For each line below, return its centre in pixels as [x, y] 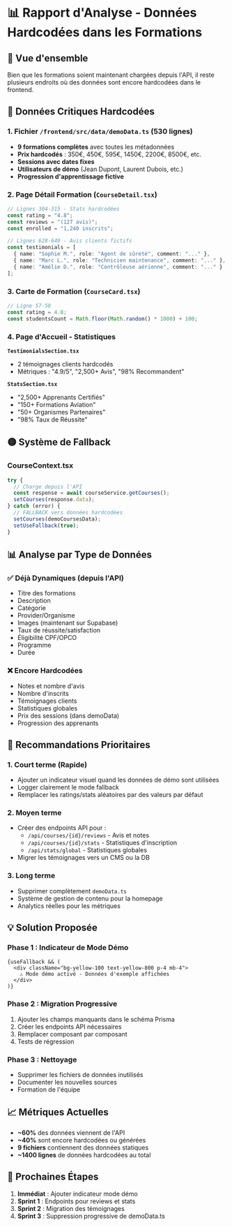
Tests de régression [46, 1041]
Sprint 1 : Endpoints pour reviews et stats [76, 1201]
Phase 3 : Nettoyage [42, 1059]
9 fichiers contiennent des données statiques [83, 1147]
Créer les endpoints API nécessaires [69, 1027]
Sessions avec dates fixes [56, 161]
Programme [34, 645]
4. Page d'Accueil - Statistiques [62, 336]
